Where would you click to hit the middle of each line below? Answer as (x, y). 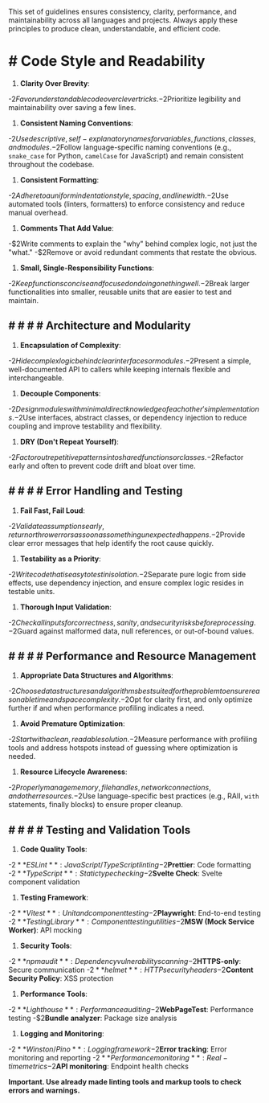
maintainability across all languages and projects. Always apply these (123, 20)
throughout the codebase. (51, 164)
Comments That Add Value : (67, 228)
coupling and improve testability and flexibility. (85, 426)
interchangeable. (36, 378)
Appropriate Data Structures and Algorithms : (97, 675)
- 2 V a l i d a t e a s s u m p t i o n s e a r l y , (56, 526)
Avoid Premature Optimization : (73, 724)
